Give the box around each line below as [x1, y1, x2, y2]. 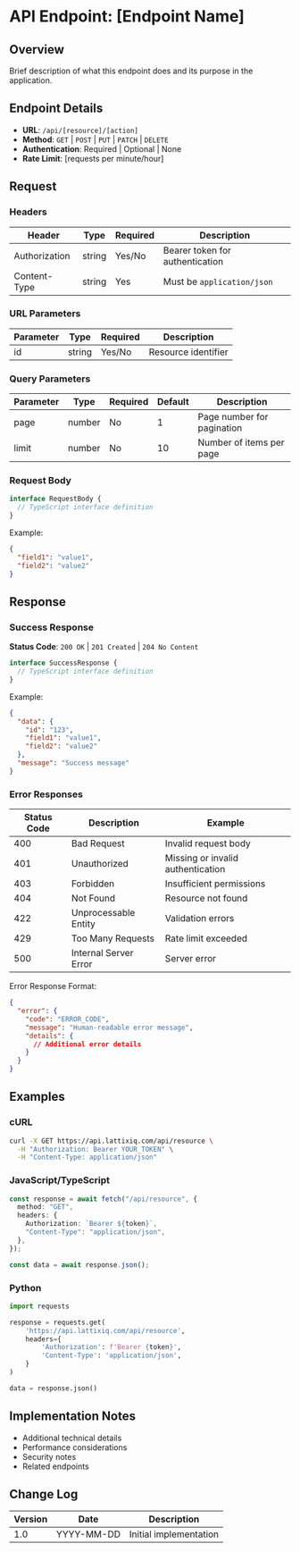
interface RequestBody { [9, 494, 102, 504]
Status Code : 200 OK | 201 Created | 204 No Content [9, 642, 199, 652]
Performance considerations [21, 1441, 128, 1453]
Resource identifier [148, 346, 229, 358]
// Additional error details [32, 1039, 142, 1049]
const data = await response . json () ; [9, 1260, 150, 1270]
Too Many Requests [71, 932, 154, 944]
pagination [197, 422, 243, 434]
